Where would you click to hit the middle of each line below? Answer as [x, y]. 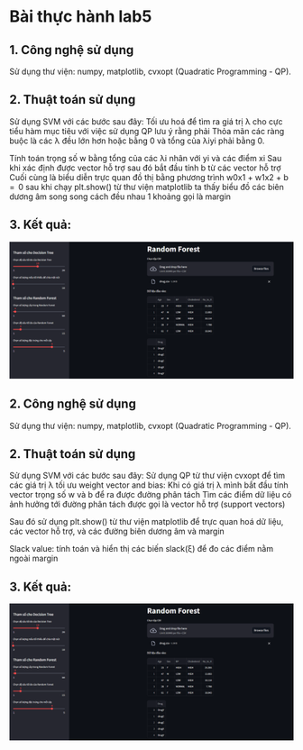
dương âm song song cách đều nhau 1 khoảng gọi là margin [120, 197]
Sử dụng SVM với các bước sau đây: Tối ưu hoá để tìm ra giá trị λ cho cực [146, 121]
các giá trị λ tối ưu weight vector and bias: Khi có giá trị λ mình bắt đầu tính [149, 485]
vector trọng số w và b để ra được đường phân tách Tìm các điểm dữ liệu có [151, 495]
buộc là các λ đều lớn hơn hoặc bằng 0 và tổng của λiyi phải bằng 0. [137, 141]
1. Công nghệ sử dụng [72, 50]
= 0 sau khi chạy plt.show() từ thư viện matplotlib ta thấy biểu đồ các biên [147, 187]
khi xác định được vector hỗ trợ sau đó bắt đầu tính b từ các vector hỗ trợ [145, 168]
